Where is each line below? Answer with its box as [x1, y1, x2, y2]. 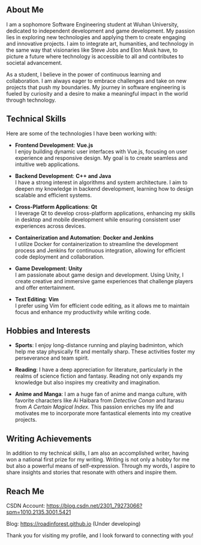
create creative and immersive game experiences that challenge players [14, 277, 193, 285]
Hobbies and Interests [6, 326, 91, 336]
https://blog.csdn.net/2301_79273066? [46, 502, 143, 510]
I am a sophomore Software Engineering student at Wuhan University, [6, 20, 179, 28]
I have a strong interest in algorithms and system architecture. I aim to [14, 179, 188, 186]
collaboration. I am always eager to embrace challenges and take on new [6, 77, 187, 84]
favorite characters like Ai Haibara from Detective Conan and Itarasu [14, 397, 184, 404]
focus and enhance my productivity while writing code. [14, 308, 151, 315]
